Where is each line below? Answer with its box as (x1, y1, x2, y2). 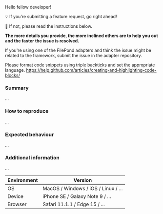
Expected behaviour (5, 131, 54, 138)
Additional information (5, 154, 60, 161)
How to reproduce (5, 108, 49, 115)
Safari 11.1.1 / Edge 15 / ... (42, 201, 105, 208)
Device (7, 193, 23, 200)
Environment (7, 177, 38, 184)
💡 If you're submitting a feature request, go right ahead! (5, 14, 117, 19)
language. (5, 67, 25, 73)
